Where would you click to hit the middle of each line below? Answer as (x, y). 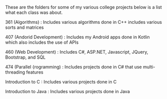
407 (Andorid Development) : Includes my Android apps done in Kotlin (77, 37)
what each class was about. (34, 12)
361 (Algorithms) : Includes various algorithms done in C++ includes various (83, 22)
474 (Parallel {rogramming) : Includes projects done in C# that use (73, 67)
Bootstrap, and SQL (26, 57)
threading (15, 72)
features (35, 72)
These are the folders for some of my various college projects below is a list (83, 7)
